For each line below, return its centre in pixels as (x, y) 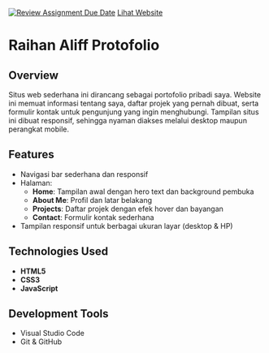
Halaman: (36, 183)
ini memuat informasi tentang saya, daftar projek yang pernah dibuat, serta (134, 103)
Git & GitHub (41, 342)
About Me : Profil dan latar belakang (92, 200)
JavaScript (39, 288)
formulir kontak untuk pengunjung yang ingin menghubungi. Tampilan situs (134, 112)
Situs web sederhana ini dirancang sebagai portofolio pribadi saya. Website (135, 95)
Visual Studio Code (52, 334)
